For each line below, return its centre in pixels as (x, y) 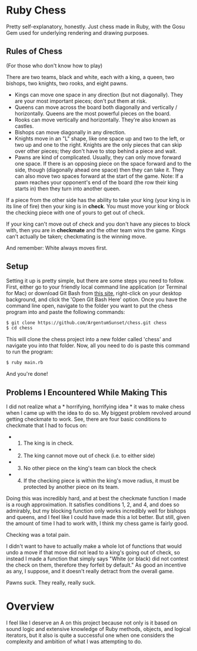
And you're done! (27, 374)
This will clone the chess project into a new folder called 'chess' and (89, 339)
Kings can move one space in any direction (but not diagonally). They (99, 94)
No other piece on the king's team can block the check (90, 468)
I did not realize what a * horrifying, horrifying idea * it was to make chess (96, 407)
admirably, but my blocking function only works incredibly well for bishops (96, 511)
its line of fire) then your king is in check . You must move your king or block (98, 206)
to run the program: (30, 352)
